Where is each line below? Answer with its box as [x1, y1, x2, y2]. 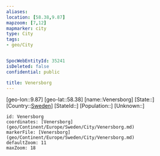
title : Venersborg [6, 80, 52, 86]
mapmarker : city [6, 25, 47, 32]
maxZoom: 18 [6, 145, 36, 151]
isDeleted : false [6, 63, 50, 69]
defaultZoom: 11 [6, 140, 47, 146]
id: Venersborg [6, 114, 44, 120]
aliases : [6, 8, 28, 15]
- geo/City [6, 42, 33, 48]
